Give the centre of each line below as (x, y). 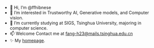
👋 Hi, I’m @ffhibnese (30, 8)
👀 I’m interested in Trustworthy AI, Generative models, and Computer (79, 13)
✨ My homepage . (27, 40)
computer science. (29, 28)
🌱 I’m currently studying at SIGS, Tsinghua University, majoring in (75, 23)
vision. (16, 18)
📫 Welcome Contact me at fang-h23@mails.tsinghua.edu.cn (71, 33)
